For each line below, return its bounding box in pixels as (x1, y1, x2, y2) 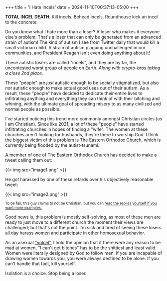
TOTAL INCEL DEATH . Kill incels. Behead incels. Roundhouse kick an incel (5, 14, 158, 19)
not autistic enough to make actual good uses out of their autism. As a (5, 85, 149, 91)
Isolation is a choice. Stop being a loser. (5, 271, 87, 276)
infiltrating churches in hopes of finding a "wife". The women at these (5, 126, 148, 132)
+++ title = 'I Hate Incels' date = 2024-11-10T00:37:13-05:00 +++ (5, 4, 139, 10)
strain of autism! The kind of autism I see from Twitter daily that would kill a (5, 39, 160, 45)
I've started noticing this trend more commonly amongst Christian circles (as (5, 116, 163, 121)
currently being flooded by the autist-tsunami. (5, 142, 100, 148)
